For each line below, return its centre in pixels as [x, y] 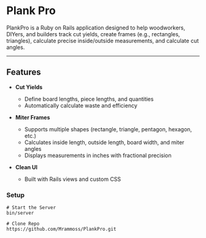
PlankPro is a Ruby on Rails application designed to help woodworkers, [96, 28]
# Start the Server [31, 208]
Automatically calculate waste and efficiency [81, 106]
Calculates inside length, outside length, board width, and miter [104, 142]
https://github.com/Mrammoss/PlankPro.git [61, 229]
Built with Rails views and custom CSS [73, 179]
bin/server [20, 213]
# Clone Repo [23, 224]
